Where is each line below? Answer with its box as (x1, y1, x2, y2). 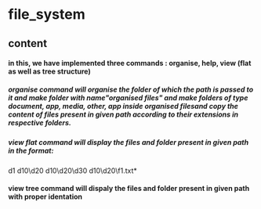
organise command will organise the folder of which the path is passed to (8, 85, 254, 94)
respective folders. (8, 117, 72, 127)
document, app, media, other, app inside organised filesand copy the (8, 101, 239, 110)
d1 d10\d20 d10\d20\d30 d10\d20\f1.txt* (8, 166, 137, 175)
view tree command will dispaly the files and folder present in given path (8, 184, 250, 193)
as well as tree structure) (8, 67, 92, 76)
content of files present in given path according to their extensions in (8, 110, 239, 119)
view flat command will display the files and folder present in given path (8, 138, 249, 147)
